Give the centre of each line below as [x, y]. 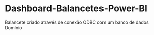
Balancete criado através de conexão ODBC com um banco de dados [77, 22]
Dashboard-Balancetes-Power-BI [76, 9]
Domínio [13, 27]
